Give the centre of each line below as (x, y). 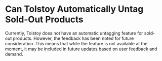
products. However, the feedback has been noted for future (74, 38)
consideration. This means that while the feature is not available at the (77, 43)
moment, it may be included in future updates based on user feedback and (81, 49)
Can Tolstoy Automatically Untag (74, 9)
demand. (14, 54)
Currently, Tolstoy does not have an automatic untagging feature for (74, 33)
